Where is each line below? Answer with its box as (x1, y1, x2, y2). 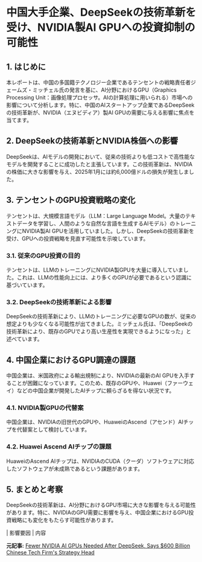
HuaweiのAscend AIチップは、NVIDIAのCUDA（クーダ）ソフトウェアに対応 (6, 457, 195, 465)
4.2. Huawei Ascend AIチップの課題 (6, 442, 112, 451)
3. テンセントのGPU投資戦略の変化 (6, 195, 136, 205)
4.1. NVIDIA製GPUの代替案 (6, 403, 84, 412)
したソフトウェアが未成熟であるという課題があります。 (6, 465, 144, 472)
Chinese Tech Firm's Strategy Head (6, 549, 95, 556)
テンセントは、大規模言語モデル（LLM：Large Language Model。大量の (6, 212, 186, 219)
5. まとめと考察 (6, 484, 63, 495)
